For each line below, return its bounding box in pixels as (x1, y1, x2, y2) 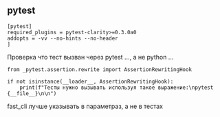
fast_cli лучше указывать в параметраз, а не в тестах (7, 102, 164, 110)
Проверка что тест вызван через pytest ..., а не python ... (7, 53, 174, 61)
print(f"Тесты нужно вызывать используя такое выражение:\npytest (19, 84, 214, 91)
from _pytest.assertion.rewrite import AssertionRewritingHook (7, 66, 192, 73)
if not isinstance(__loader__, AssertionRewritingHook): (7, 78, 174, 85)
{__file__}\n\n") (7, 90, 57, 97)
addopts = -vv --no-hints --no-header (7, 35, 118, 42)
